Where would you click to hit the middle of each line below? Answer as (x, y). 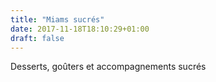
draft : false (37, 38)
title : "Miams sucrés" (57, 19)
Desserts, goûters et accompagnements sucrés (108, 67)
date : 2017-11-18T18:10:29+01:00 (80, 29)
